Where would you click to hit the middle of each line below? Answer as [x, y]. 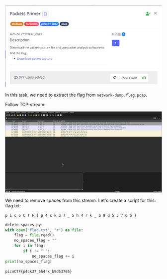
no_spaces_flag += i [53, 256]
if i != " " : [37, 251]
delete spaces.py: [24, 225]
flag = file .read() [34, 235]
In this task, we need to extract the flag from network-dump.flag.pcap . [76, 95]
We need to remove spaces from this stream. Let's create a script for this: [81, 200]
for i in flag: [30, 246]
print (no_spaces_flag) [29, 262]
